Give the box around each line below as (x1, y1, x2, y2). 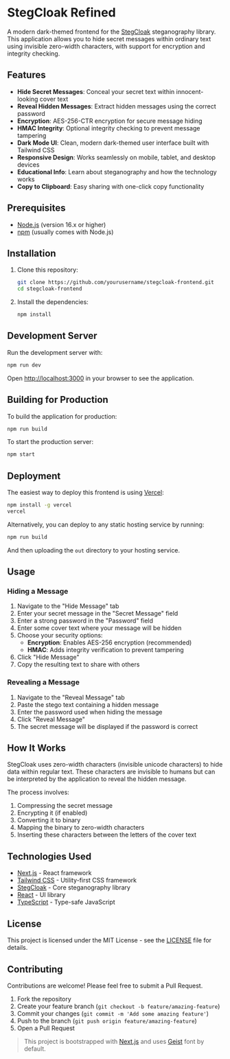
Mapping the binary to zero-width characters (16, 824, 145, 832)
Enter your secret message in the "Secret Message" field (16, 609, 179, 618)
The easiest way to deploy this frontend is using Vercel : (7, 489, 164, 497)
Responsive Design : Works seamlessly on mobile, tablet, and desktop (16, 153, 216, 161)
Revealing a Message (7, 677, 80, 687)
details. (7, 944, 28, 952)
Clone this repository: (16, 266, 78, 274)
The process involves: (7, 788, 70, 797)
